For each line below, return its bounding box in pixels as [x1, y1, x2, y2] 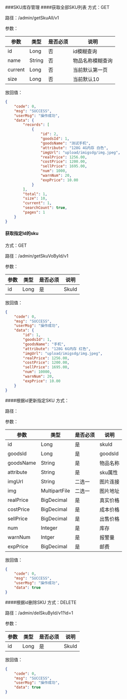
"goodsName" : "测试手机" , [40, 141, 91, 146]
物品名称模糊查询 [73, 57, 113, 64]
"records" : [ [23, 122, 50, 127]
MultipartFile [41, 487, 70, 494]
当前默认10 [73, 76, 100, 83]
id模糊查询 [73, 48, 97, 54]
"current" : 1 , [23, 201, 52, 206]
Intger [41, 534, 55, 540]
